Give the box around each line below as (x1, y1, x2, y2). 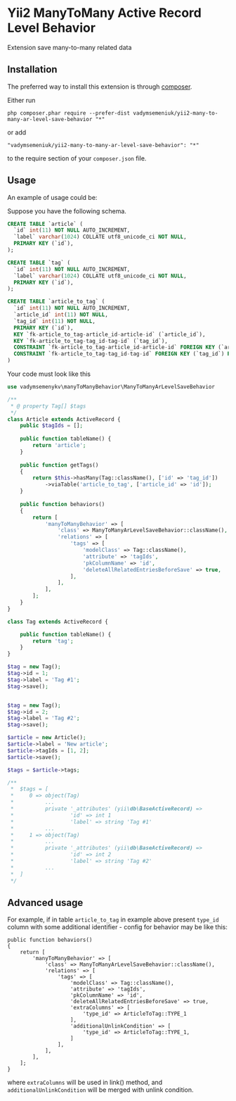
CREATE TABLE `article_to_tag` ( (7, 298, 105, 306)
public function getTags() (20, 461, 99, 469)
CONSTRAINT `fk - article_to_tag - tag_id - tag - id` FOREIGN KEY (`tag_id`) (13, 351, 225, 358)
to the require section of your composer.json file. (7, 153, 147, 163)
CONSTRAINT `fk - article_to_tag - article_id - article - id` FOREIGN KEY (13, 344, 216, 351)
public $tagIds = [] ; (20, 422, 83, 429)
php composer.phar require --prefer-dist (7, 109, 131, 117)
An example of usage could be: (7, 193, 98, 201)
